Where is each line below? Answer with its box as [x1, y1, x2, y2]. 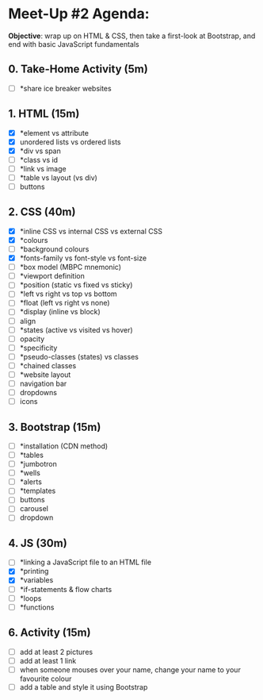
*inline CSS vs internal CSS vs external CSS [19, 226, 162, 236]
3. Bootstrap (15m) [8, 420, 101, 433]
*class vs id [19, 155, 58, 164]
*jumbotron [19, 460, 57, 469]
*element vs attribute [19, 128, 90, 137]
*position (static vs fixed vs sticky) [19, 280, 133, 290]
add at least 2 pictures [19, 647, 93, 656]
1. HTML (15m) [8, 107, 80, 121]
